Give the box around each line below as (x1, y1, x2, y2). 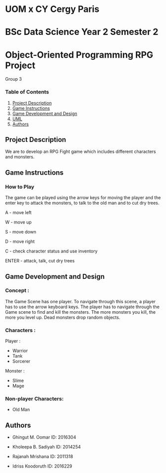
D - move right (5, 238, 35, 244)
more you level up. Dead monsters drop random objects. (5, 314, 120, 320)
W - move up (5, 219, 32, 225)
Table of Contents (5, 89, 50, 96)
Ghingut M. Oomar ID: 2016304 (12, 434, 76, 440)
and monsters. (5, 154, 35, 160)
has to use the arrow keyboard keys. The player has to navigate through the (5, 304, 160, 310)
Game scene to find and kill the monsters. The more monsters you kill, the (5, 309, 156, 315)
